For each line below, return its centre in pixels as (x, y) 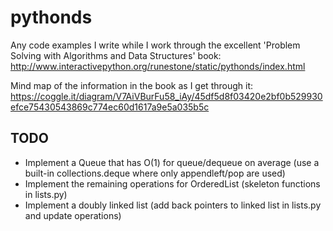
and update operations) (73, 215)
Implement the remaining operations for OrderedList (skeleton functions (172, 183)
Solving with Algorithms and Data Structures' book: (116, 55)
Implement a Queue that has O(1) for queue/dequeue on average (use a (172, 162)
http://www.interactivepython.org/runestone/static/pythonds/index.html (158, 66)
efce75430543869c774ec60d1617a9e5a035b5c (110, 107)
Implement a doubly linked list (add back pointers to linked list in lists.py (173, 205)
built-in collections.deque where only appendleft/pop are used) (155, 173)
